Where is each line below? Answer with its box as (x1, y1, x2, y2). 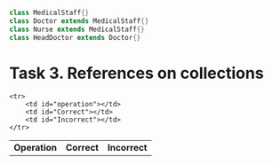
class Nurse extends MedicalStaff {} (9, 25, 145, 34)
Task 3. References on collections (9, 63, 264, 83)
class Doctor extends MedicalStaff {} (9, 16, 149, 26)
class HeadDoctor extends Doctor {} (9, 33, 141, 42)
